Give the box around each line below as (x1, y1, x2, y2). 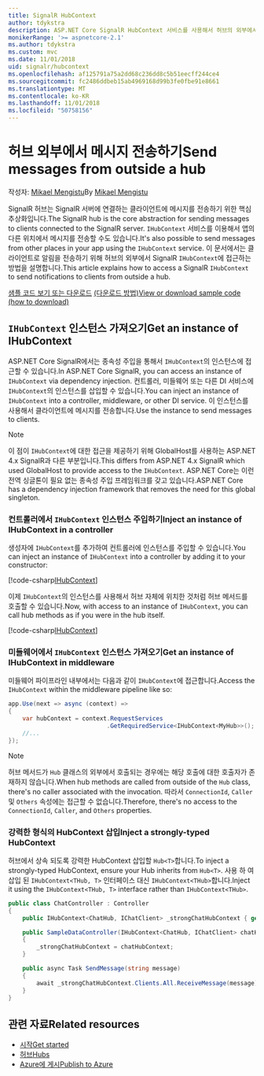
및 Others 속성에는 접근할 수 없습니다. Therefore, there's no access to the (8, 797, 237, 806)
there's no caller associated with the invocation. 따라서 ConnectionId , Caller (8, 786, 253, 796)
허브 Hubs (19, 1050, 50, 1059)
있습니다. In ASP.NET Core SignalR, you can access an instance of (31, 366, 242, 375)
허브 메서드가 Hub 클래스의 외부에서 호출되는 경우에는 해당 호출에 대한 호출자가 (8, 767, 247, 776)
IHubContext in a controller (8, 524, 114, 535)
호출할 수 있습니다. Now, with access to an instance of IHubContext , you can (8, 601, 248, 611)
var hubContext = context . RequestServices (22, 715, 163, 723)
